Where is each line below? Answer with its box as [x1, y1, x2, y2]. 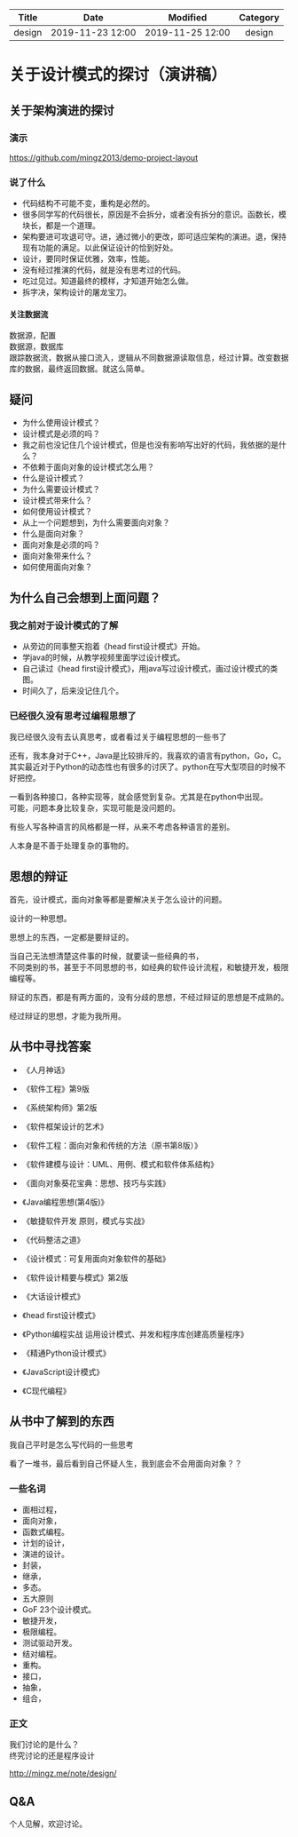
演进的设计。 [21, 1548, 69, 1559]
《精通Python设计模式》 [21, 1348, 111, 1358]
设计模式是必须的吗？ [21, 428, 100, 439]
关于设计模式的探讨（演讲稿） [9, 65, 228, 85]
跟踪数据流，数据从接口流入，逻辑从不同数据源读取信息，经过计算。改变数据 [9, 353, 289, 363]
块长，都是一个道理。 [21, 220, 100, 231]
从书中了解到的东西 [9, 1414, 114, 1429]
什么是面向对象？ [21, 529, 85, 539]
